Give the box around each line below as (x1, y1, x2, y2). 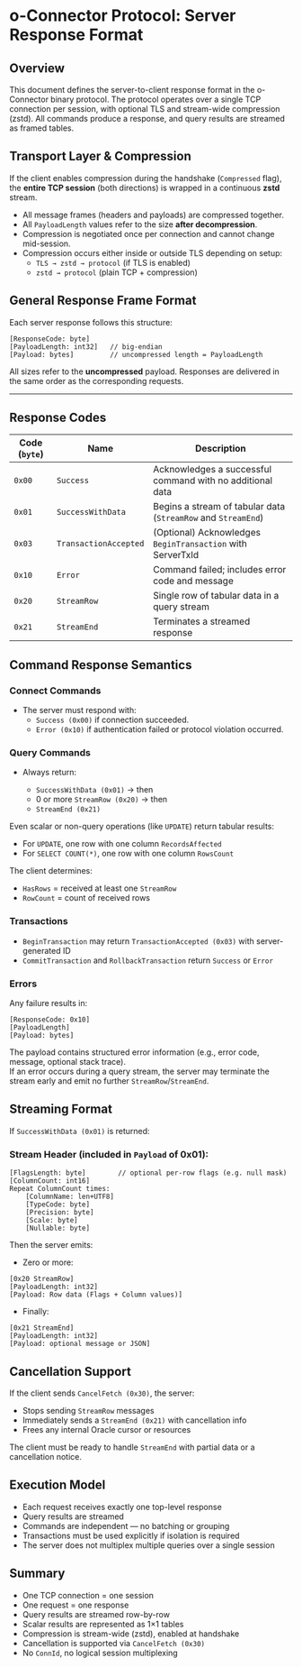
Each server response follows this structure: (9, 316, 173, 327)
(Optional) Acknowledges (152, 527, 261, 539)
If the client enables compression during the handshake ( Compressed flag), (9, 172, 282, 183)
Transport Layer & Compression (9, 149, 191, 164)
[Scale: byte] (25, 1216, 78, 1225)
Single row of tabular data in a (152, 590, 280, 602)
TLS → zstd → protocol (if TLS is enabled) (35, 257, 191, 268)
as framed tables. (9, 123, 75, 133)
